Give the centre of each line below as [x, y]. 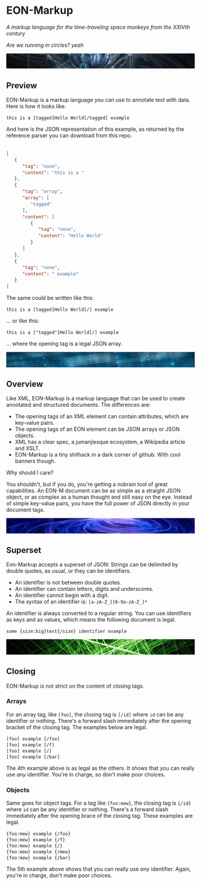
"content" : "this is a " [53, 172]
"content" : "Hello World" [70, 236]
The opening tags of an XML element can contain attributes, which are [102, 416]
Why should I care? [30, 473]
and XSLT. [28, 448]
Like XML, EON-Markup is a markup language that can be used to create [96, 398]
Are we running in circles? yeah [45, 45]
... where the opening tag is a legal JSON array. [64, 344]
